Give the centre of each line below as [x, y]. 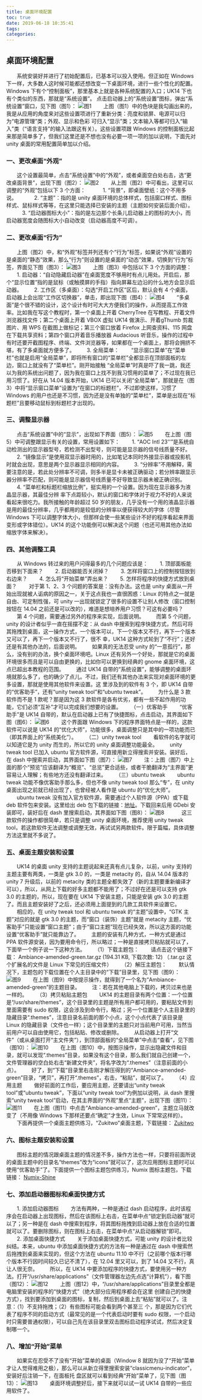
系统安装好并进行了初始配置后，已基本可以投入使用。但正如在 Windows [105, 75]
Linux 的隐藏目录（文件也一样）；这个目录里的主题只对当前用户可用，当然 [97, 1025]
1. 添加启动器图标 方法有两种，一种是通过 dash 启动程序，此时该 [101, 1209]
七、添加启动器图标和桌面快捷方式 [56, 1194]
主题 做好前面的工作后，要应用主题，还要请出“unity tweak [88, 1085]
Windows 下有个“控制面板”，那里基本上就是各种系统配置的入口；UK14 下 [96, 91]
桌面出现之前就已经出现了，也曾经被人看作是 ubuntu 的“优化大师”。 [90, 790]
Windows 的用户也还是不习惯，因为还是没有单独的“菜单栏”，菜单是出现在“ [98, 395]
